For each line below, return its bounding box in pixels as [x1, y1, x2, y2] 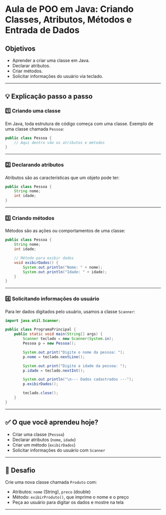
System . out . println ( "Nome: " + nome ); [23, 264, 103, 270]
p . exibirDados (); [23, 382, 58, 386]
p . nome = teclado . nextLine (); [23, 354, 85, 359]
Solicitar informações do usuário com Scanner [12, 447, 105, 453]
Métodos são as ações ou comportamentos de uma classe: [5, 228, 125, 234]
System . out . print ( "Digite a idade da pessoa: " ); [23, 363, 127, 368]
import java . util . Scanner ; [5, 318, 61, 323]
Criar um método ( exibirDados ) [12, 442, 76, 448]
